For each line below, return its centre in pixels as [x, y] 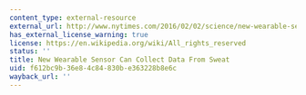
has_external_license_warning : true [79, 34]
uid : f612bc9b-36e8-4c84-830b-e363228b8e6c [93, 69]
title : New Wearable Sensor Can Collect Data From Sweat [120, 60]
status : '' [30, 52]
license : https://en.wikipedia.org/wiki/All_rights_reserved [128, 43]
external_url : [36, 26]
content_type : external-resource [73, 18]
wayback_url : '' [40, 77]
